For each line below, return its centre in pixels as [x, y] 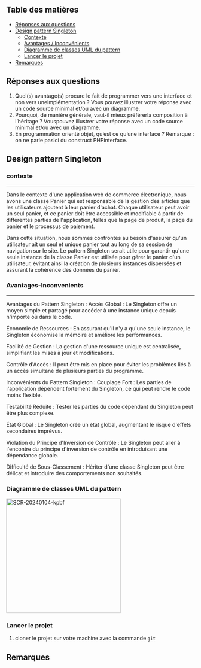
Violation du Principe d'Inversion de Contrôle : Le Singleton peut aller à [93, 442]
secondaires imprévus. [34, 431]
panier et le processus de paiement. [51, 226]
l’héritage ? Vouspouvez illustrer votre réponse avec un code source [99, 121]
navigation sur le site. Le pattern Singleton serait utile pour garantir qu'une [98, 251]
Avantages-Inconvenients [45, 286]
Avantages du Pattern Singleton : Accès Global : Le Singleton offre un [92, 304]
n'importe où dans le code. [39, 317]
